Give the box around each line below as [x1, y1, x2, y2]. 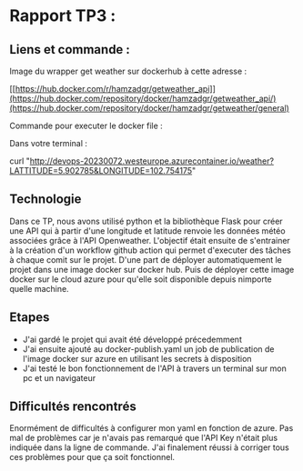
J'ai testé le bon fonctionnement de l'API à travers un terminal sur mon [22, 363, 287, 374]
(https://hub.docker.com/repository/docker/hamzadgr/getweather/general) [9, 103, 289, 114]
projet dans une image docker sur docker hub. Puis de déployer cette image [9, 264, 295, 275]
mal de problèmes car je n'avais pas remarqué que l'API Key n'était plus [9, 433, 278, 444]
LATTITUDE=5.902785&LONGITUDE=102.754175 [9, 165, 193, 175]
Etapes [9, 310, 50, 326]
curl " [9, 155, 30, 166]
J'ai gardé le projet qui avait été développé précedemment [22, 334, 243, 345]
